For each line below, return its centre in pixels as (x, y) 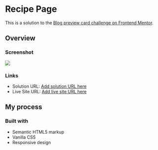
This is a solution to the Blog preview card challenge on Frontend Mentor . (79, 23)
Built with (17, 121)
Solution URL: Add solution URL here (49, 86)
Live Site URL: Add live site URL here (49, 91)
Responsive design (32, 142)
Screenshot (19, 52)
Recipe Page (31, 9)
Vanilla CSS (24, 137)
